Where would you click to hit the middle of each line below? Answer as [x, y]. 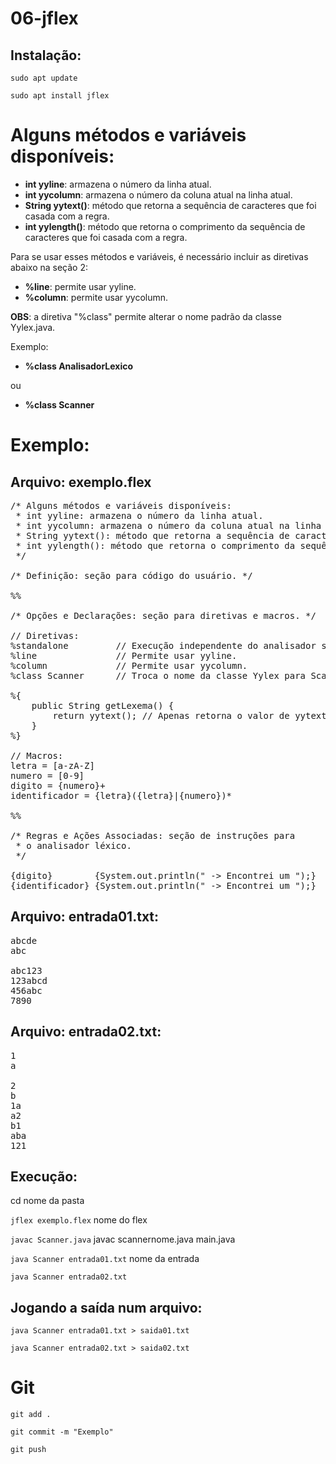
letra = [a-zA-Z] [52, 765]
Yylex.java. [33, 327]
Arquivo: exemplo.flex [81, 482]
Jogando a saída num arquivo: [106, 1307]
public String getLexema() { [103, 705]
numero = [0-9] [47, 775]
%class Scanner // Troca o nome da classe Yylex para [158, 675]
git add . [31, 1415]
